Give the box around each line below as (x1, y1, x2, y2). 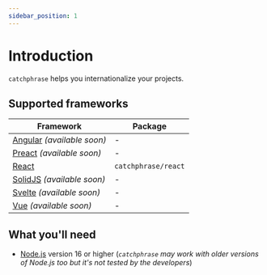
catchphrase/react (114, 162, 185, 171)
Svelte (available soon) (12, 187, 101, 198)
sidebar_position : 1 (8, 11, 78, 20)
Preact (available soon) (12, 147, 102, 159)
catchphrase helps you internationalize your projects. (8, 74, 184, 83)
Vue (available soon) (12, 200, 92, 211)
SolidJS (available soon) (12, 174, 106, 185)
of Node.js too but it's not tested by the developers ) (19, 258, 193, 268)
